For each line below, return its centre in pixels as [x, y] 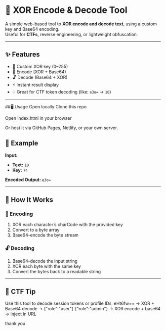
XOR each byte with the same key [47, 266]
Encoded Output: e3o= [28, 180]
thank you [15, 324]
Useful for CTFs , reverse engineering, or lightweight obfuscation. [72, 34]
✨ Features [22, 55]
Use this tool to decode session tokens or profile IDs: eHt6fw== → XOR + [80, 303]
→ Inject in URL [21, 314]
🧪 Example [22, 143]
